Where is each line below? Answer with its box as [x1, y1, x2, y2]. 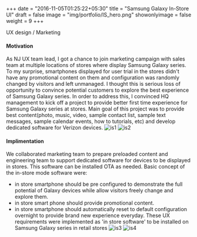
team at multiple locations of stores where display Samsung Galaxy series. [6, 62, 186, 69]
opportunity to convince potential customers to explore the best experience [6, 86, 189, 94]
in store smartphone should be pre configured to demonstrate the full [14, 181, 183, 188]
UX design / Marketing [6, 29, 61, 36]
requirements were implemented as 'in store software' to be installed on [14, 218, 189, 225]
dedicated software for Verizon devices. [6, 124, 103, 131]
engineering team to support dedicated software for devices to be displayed [6, 157, 191, 164]
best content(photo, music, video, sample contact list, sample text [6, 112, 166, 119]
